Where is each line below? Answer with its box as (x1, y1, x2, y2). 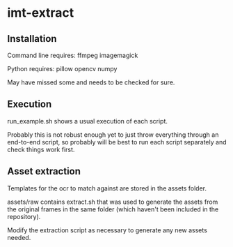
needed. (7, 233, 31, 241)
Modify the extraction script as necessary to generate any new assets (7, 225, 207, 234)
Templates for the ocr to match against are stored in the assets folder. (7, 184, 207, 193)
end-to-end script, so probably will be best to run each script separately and (7, 137, 227, 146)
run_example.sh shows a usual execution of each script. (7, 117, 168, 125)
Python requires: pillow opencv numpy (7, 65, 118, 73)
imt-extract (7, 5, 74, 21)
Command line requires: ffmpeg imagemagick (7, 51, 138, 59)
